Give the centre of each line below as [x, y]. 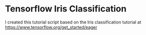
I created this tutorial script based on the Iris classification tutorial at [73, 22]
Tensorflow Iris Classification [66, 9]
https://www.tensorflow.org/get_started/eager [51, 27]
